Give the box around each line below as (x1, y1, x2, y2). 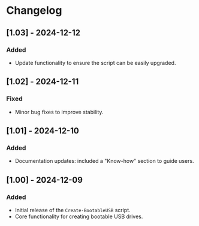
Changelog (6, 4, 62, 17)
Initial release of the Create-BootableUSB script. (14, 206, 131, 213)
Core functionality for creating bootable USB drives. (14, 213, 143, 220)
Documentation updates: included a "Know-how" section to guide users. (14, 157, 194, 165)
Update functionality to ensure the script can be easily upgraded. (14, 59, 176, 66)
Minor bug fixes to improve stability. (14, 108, 104, 115)
